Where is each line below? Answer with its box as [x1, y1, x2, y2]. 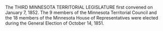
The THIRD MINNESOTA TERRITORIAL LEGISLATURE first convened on [5, 4, 153, 10]
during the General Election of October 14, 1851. [5, 20, 104, 26]
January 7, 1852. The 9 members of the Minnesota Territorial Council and [5, 9, 157, 15]
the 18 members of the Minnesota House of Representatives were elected [5, 15, 158, 20]
